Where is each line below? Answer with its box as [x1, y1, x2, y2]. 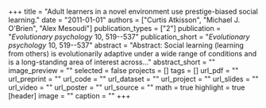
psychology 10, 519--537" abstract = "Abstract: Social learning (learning [8, 40, 245, 50]
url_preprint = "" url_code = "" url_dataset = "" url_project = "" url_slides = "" [8, 75, 259, 83]
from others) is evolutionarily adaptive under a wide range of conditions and [8, 49, 257, 58]
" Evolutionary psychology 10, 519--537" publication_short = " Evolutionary [8, 32, 250, 41]
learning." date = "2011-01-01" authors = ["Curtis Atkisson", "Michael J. [8, 15, 241, 25]
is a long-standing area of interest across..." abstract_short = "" [8, 57, 216, 67]
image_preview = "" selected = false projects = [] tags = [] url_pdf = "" [8, 66, 239, 75]
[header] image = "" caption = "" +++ [8, 91, 131, 100]
